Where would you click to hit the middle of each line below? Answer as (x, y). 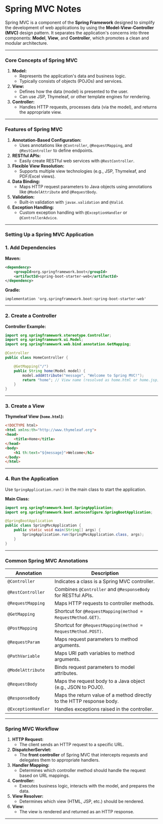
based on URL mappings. (45, 776)
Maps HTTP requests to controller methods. (104, 603)
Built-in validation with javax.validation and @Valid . (72, 202)
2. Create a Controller (31, 316)
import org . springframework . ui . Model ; (44, 340)
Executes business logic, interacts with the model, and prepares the (87, 786)
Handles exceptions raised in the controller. (104, 709)
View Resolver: (28, 796)
